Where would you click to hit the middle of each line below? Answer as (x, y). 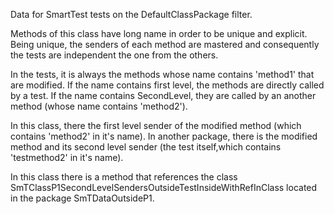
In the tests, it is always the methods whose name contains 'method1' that (162, 74)
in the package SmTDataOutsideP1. (82, 198)
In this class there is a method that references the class (124, 177)
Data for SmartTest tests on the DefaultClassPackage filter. (131, 14)
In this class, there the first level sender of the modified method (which (156, 125)
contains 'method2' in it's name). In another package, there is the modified (164, 136)
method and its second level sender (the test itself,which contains (146, 147)
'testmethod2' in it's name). (67, 157)
